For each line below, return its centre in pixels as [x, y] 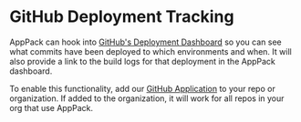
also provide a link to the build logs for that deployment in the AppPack [143, 61]
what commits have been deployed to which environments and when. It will [150, 51]
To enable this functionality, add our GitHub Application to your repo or [142, 88]
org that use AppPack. [52, 107]
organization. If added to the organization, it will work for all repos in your [147, 98]
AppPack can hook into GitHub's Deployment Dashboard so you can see [145, 42]
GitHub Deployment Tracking [122, 17]
